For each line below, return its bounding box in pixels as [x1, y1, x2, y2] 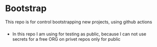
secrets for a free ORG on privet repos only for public [12, 36, 121, 42]
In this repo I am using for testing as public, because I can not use [12, 31, 147, 37]
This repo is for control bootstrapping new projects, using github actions [5, 19, 152, 25]
